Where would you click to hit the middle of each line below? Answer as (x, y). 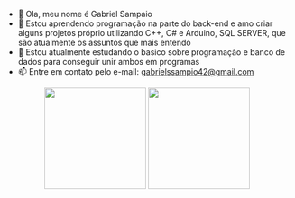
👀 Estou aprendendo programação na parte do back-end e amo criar (145, 23)
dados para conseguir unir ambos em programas (109, 62)
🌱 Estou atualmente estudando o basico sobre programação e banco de (152, 52)
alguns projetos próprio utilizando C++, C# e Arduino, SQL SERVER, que (152, 33)
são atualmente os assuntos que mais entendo (104, 42)
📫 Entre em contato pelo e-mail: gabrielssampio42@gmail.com (136, 72)
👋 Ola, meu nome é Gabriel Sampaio (85, 14)
